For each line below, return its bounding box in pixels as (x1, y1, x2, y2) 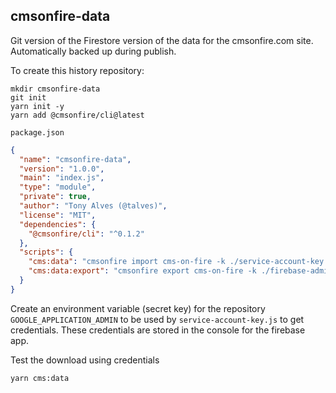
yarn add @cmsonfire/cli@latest (10, 110, 145, 120)
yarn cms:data (10, 373, 70, 383)
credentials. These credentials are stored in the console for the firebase (10, 324, 306, 336)
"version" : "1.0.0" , (19, 164, 105, 174)
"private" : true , (19, 192, 92, 202)
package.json (10, 127, 65, 138)
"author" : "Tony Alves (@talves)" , (19, 201, 168, 211)
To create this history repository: (10, 64, 145, 76)
